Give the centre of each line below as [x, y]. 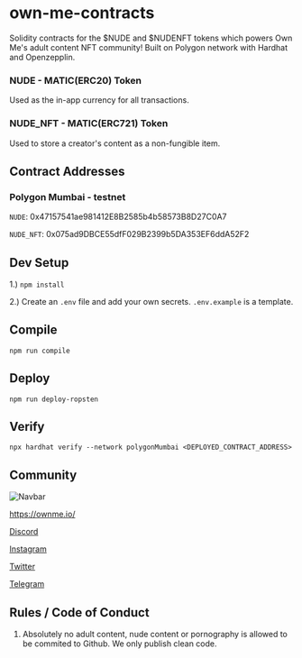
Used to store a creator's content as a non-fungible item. [115, 143]
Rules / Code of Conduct [80, 612]
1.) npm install [37, 284]
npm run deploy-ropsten [54, 399]
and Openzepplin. [42, 57]
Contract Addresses [67, 171]
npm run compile [40, 351]
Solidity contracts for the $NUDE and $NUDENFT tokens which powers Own [151, 38]
